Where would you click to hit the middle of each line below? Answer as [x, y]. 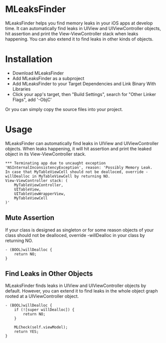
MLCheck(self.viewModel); [41, 327]
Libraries [21, 89]
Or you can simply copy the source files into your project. [64, 109]
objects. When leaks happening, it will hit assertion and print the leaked [79, 148]
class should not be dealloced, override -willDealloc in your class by [75, 235]
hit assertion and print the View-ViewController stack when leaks [72, 33]
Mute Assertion [30, 218]
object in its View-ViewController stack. [46, 154]
